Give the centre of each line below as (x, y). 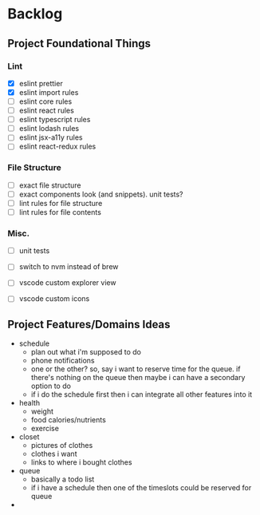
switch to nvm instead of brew (69, 267)
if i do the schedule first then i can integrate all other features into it (142, 394)
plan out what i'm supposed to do (86, 352)
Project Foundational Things (79, 44)
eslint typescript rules (55, 120)
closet (29, 437)
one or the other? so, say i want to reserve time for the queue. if (136, 369)
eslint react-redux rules (57, 147)
